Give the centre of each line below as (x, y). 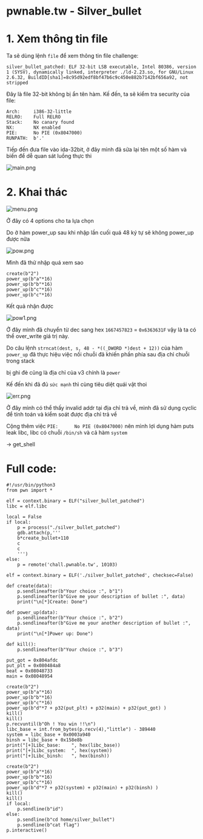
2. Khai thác (37, 192)
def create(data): (29, 586)
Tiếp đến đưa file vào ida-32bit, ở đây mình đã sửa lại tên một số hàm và (96, 149)
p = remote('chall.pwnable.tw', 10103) (68, 565)
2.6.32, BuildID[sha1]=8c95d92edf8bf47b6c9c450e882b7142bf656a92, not (97, 78)
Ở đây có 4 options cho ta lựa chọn (50, 221)
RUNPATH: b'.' (25, 138)
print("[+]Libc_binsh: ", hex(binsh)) (58, 756)
